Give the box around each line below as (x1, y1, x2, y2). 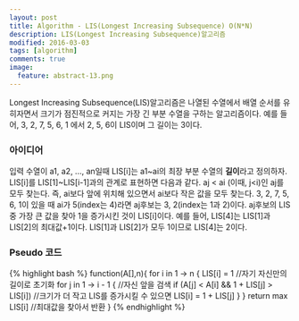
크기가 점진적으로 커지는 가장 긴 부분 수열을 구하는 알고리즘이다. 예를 (39, 108, 278, 119)
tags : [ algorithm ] (9, 46, 78, 55)
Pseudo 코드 (9, 246, 62, 258)
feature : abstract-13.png (17, 72, 114, 80)
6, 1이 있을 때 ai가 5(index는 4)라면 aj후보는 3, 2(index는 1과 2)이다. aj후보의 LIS (9, 199, 291, 210)
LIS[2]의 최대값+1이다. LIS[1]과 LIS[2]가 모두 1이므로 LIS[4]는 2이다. (9, 222, 248, 232)
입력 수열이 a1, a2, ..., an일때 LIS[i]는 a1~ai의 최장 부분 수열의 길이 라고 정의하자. (9, 166, 287, 177)
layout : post (9, 13, 58, 22)
